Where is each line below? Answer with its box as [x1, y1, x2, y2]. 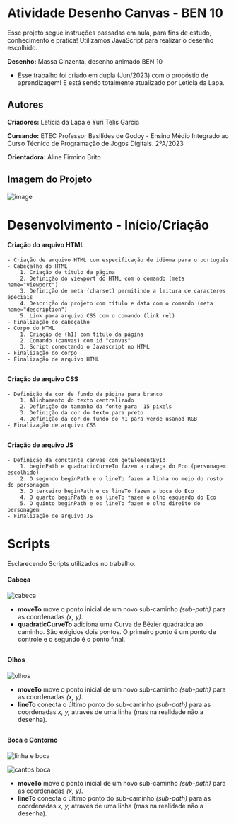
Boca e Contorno [7, 735, 58, 745]
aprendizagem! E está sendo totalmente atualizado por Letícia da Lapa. [17, 78, 225, 86]
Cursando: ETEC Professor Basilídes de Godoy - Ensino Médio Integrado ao [7, 131, 229, 140]
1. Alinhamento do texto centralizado [20, 397, 134, 404]
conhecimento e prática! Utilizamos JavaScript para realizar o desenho [7, 35, 214, 44]
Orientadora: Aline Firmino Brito [7, 152, 101, 161]
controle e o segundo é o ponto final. [17, 636, 126, 644]
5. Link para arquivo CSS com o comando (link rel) [20, 312, 175, 320]
